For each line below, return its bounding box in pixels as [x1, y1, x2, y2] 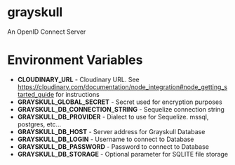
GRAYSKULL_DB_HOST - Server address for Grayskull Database [17, 127, 206, 136]
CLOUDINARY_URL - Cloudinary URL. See [17, 75, 140, 84]
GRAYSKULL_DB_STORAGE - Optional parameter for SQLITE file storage [17, 150, 229, 158]
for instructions [55, 90, 100, 98]
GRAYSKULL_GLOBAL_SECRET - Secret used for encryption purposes [17, 98, 222, 106]
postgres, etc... [17, 120, 62, 128]
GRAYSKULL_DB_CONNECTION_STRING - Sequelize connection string [17, 105, 224, 113]
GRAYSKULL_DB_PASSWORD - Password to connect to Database [17, 142, 209, 151]
